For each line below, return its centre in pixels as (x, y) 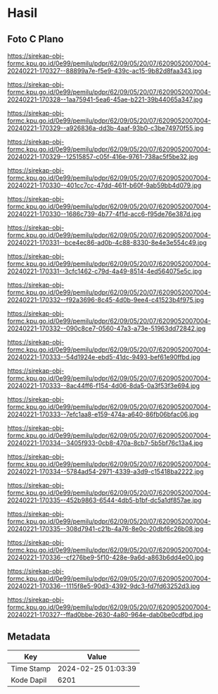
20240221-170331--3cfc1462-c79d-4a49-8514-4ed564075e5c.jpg (105, 271)
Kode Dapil (29, 680)
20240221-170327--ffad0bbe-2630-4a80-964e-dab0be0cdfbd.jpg (105, 615)
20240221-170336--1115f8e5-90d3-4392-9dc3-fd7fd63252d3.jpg (104, 586)
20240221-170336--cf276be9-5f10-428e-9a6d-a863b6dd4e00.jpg (105, 557)
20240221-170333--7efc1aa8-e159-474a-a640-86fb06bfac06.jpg (103, 414)
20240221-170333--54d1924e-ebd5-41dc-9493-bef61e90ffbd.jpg (104, 357)
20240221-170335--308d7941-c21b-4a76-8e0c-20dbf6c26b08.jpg (105, 529)
